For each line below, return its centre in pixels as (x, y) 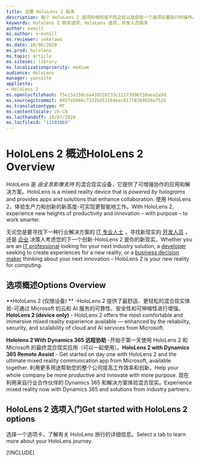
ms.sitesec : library (32, 61)
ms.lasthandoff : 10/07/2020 (41, 117)
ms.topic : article (29, 56)
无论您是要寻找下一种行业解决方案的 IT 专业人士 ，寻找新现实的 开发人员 (95, 232)
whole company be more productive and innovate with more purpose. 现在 (98, 375)
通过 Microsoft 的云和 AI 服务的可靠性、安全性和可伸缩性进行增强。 (101, 308)
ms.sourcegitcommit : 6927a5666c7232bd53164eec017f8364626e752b (86, 100)
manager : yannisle (29, 78)
